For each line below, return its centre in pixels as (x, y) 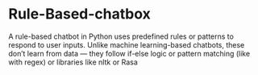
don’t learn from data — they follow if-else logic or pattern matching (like (129, 53)
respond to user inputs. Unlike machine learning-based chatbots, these (127, 44)
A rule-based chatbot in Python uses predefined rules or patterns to (121, 36)
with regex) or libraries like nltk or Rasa (73, 62)
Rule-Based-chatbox (80, 14)
